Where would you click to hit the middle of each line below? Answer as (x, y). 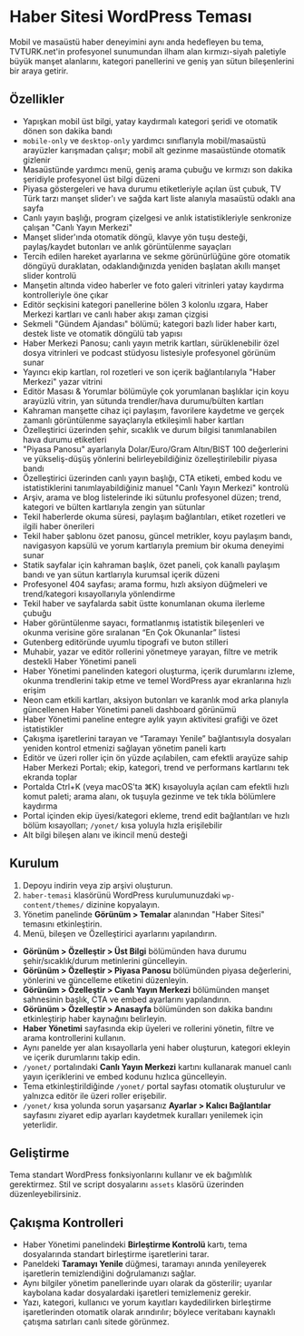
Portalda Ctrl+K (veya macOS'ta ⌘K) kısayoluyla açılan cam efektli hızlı (156, 786)
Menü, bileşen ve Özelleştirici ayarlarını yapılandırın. (120, 933)
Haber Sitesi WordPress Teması (131, 17)
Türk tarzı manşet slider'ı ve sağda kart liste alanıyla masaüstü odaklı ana (159, 198)
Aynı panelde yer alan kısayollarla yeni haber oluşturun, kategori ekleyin (156, 1047)
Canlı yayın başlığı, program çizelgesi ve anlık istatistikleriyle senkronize (157, 217)
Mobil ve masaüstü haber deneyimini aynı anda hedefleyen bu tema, (137, 42)
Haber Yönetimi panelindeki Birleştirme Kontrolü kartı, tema (135, 1244)
